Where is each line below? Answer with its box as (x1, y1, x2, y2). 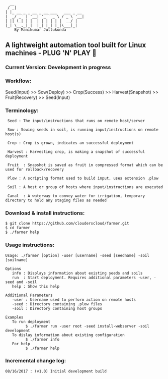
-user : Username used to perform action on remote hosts (12, 297, 136, 302)
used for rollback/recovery (5, 167, 64, 172)
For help (12, 341, 30, 346)
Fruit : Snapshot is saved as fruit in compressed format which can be (7, 163, 163, 168)
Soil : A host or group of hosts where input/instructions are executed (7, 184, 163, 190)
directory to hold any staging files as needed (5, 198, 107, 203)
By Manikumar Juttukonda (14, 27, 66, 32)
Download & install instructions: (5, 209, 85, 216)
